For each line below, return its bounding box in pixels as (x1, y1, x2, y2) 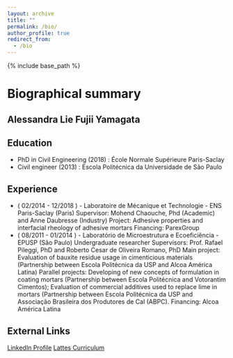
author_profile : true (7, 29, 70, 37)
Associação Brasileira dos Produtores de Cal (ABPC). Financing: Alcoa (17, 298, 219, 306)
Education (7, 137, 53, 149)
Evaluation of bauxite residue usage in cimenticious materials (17, 253, 193, 261)
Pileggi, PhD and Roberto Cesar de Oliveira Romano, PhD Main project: (17, 246, 220, 254)
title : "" (7, 17, 36, 24)
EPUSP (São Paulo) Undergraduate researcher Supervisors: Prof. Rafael (17, 238, 223, 247)
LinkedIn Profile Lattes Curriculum (7, 343, 105, 352)
